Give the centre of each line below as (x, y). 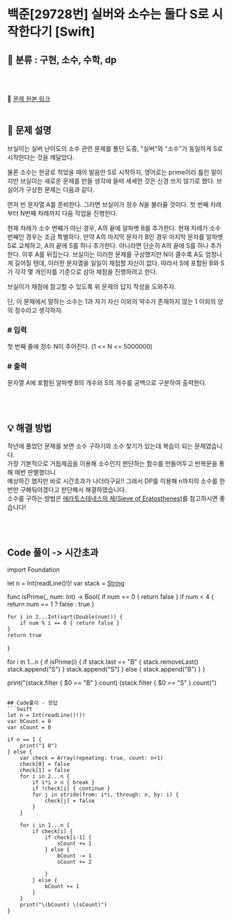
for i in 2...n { (45, 776)
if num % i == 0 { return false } (70, 623)
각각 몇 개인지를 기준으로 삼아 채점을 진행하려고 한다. (86, 271)
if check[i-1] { (68, 838)
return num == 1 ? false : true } (51, 604)
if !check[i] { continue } (71, 789)
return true (24, 636)
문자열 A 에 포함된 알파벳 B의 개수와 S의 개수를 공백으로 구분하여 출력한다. (107, 383)
